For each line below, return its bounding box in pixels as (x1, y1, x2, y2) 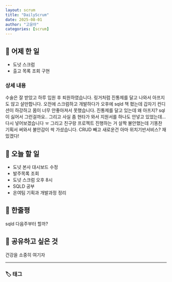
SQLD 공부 (12, 183, 35, 190)
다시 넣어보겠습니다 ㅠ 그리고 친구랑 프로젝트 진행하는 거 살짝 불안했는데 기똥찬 (5, 120, 163, 126)
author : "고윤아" (5, 22, 39, 27)
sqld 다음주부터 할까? (5, 220, 49, 227)
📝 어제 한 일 (5, 47, 39, 55)
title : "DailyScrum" (5, 12, 50, 17)
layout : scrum (5, 7, 36, 13)
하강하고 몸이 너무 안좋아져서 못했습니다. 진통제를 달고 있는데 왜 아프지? (14, 107, 158, 113)
